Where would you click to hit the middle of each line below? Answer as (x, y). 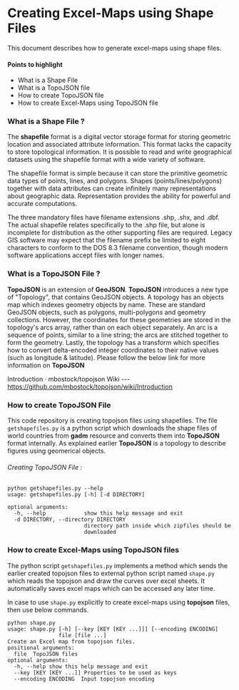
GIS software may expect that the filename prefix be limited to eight (107, 240)
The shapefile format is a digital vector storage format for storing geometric (119, 137)
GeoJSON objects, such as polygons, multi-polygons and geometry (107, 312)
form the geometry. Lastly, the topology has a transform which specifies (113, 342)
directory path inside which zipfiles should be (158, 526)
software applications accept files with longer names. (86, 255)
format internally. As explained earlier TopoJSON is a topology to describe (117, 443)
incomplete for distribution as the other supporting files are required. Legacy (120, 232)
